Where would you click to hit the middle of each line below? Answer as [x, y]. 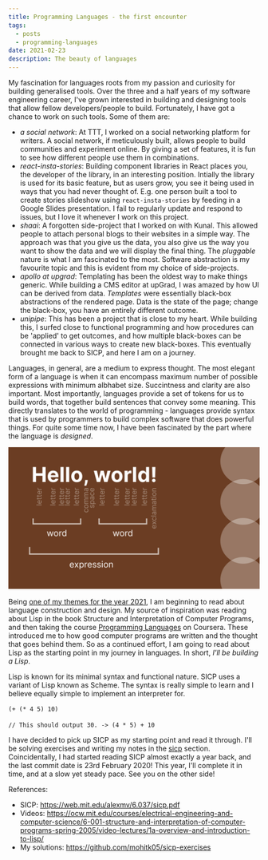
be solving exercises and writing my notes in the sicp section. [109, 748]
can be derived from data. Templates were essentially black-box [125, 293]
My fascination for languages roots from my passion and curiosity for [122, 83]
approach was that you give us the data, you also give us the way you [134, 242]
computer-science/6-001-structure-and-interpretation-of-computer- [132, 822]
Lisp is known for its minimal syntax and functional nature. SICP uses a [124, 676]
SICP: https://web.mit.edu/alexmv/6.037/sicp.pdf [100, 805]
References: [28, 789]
